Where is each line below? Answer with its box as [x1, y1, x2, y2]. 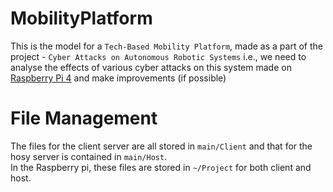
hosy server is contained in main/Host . [10, 150, 168, 162]
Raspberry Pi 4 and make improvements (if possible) [10, 72, 227, 84]
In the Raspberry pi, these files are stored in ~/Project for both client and [10, 161, 312, 173]
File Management [10, 107, 158, 130]
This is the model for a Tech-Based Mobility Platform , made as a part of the [10, 40, 323, 52]
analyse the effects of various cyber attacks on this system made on [10, 61, 292, 73]
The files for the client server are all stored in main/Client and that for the [10, 140, 313, 152]
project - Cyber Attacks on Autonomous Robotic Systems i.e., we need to [10, 50, 307, 62]
